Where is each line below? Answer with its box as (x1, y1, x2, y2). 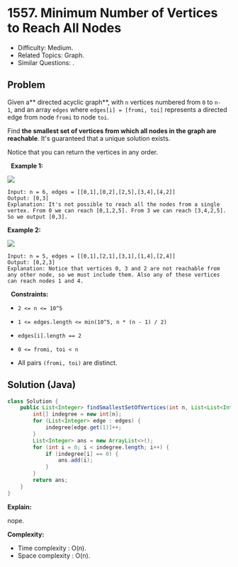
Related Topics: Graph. (17, 51, 85, 59)
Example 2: (7, 225, 41, 234)
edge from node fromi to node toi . (7, 113, 109, 121)
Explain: (7, 503, 32, 511)
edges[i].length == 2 (17, 332, 81, 339)
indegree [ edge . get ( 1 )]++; (45, 424, 122, 431)
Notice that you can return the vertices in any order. (7, 147, 159, 156)
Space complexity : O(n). (17, 551, 91, 560)
